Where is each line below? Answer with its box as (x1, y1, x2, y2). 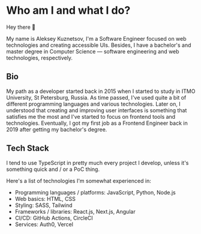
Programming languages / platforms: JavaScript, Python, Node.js (14, 188, 176, 196)
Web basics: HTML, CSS (14, 195, 76, 202)
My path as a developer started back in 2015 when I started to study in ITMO (6, 88, 196, 95)
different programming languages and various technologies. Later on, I (6, 100, 181, 107)
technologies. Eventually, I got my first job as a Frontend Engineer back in (6, 119, 188, 127)
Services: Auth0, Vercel (14, 220, 74, 228)
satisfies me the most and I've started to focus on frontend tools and (6, 113, 176, 120)
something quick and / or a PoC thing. (6, 166, 100, 173)
